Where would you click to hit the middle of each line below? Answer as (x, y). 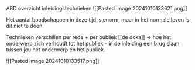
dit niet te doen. (25, 26)
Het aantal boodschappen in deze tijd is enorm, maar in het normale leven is (98, 20)
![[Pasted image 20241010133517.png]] (53, 61)
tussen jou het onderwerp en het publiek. (56, 50)
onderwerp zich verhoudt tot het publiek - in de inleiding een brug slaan (93, 43)
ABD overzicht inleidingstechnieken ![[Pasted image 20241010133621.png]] (97, 8)
